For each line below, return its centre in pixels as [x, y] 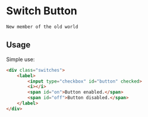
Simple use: [21, 59]
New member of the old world [42, 27]
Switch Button [42, 11]
